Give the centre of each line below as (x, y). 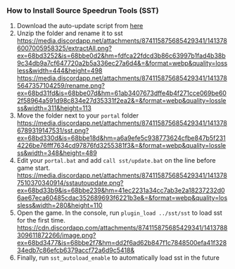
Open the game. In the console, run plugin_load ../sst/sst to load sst (119, 213)
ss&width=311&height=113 (54, 108)
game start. (33, 168)
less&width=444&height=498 (59, 71)
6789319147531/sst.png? (53, 131)
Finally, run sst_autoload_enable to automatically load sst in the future (118, 258)
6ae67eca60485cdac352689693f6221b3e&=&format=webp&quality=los (122, 198)
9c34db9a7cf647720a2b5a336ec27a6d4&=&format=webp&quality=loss (122, 63)
